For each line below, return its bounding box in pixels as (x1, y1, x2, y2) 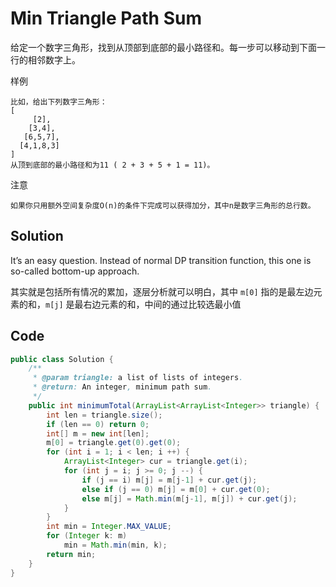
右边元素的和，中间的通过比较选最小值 (83, 298, 242, 310)
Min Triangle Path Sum (10, 7, 202, 30)
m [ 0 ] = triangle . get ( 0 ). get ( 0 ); (46, 438, 182, 448)
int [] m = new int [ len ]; (46, 428, 150, 439)
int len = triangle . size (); (46, 410, 163, 420)
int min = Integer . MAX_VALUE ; (46, 522, 172, 532)
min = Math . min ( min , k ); (63, 540, 168, 551)
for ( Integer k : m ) (46, 531, 128, 541)
